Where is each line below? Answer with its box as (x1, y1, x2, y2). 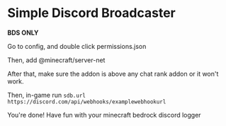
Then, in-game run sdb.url (7, 91, 86, 99)
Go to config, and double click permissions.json (7, 42, 147, 50)
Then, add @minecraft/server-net (7, 55, 106, 64)
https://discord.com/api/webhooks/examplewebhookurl (7, 98, 166, 105)
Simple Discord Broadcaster (7, 5, 176, 21)
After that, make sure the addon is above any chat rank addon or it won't (7, 69, 219, 78)
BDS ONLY (7, 28, 39, 37)
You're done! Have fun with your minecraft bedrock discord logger (7, 110, 201, 119)
